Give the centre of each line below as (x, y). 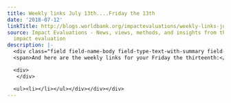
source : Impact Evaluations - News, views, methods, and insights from (112, 32)
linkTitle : (23, 26)
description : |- (30, 45)
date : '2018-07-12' (35, 20)
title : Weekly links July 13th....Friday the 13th (81, 13)
